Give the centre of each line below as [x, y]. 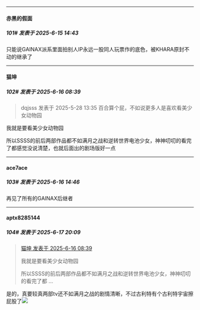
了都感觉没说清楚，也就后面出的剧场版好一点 [61, 148]
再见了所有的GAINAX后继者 [40, 198]
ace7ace [17, 168]
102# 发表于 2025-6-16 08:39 [43, 92]
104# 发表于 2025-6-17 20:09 [43, 232]
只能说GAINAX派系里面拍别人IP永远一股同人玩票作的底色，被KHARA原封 [95, 49]
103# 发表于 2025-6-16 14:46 [43, 182]
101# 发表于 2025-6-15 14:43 [42, 33]
